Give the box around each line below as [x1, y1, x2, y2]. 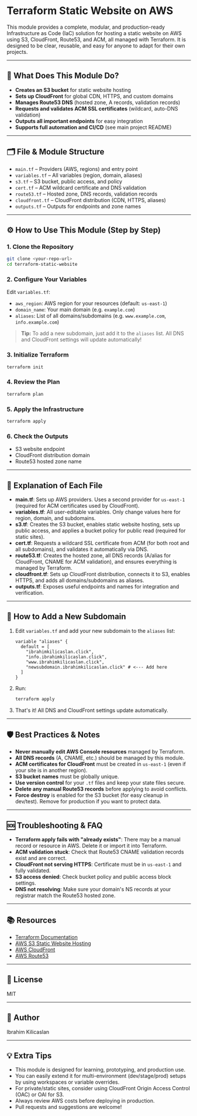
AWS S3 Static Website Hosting [15, 940, 91, 947]
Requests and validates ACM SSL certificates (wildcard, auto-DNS [15, 105, 178, 112]
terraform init [6, 364, 44, 370]
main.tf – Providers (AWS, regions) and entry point [15, 165, 138, 172]
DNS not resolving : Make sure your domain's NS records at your [15, 886, 171, 893]
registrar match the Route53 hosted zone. [15, 892, 116, 899]
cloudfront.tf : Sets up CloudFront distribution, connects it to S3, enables [15, 570, 191, 577]
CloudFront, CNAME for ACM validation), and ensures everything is [15, 558, 177, 565]
